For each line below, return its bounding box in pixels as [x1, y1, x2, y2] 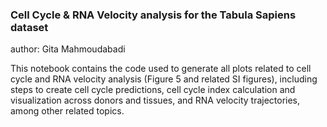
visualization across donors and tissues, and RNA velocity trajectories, [10, 94, 301, 107]
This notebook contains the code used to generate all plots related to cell [10, 63, 312, 75]
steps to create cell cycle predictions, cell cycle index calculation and [10, 84, 296, 96]
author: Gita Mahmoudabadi [10, 43, 126, 55]
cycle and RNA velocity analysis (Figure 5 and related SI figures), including [10, 73, 318, 85]
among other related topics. [10, 105, 125, 117]
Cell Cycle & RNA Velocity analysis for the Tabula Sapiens [10, 8, 297, 22]
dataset [10, 20, 49, 34]
